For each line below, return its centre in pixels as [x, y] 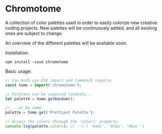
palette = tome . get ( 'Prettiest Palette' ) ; [50, 113]
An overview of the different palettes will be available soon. [66, 43]
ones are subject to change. [34, 33]
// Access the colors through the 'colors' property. [63, 122]
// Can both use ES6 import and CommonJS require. [59, 80]
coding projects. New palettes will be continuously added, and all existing [81, 28]
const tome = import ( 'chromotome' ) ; [43, 85]
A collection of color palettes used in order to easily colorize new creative [81, 23]
